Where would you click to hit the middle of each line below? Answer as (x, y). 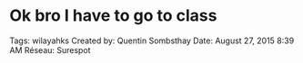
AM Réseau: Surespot (50, 49)
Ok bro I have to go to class (113, 16)
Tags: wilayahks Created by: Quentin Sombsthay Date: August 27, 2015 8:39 (152, 40)
